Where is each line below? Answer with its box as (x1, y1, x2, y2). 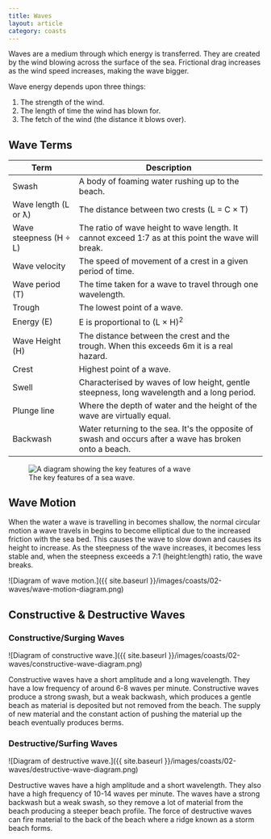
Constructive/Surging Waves (8, 632, 125, 643)
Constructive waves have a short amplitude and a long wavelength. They (8, 675, 250, 685)
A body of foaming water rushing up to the (78, 175, 240, 187)
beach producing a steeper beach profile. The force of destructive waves (8, 806, 252, 816)
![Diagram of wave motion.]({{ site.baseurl (8, 575, 148, 586)
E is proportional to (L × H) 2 (78, 315, 184, 328)
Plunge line (12, 405, 55, 416)
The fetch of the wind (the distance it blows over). (19, 115, 187, 124)
